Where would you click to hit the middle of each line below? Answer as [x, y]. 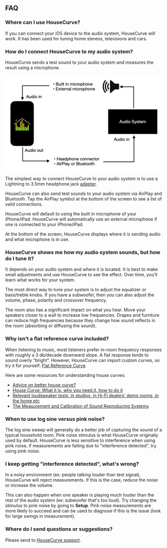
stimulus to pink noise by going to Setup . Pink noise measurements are [78, 506]
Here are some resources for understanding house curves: [65, 375]
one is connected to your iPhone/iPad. [44, 224]
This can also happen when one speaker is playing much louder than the [80, 495]
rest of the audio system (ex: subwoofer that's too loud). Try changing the [81, 500]
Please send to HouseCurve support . [43, 540]
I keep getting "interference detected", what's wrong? [72, 464]
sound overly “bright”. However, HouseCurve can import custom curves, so [83, 360]
